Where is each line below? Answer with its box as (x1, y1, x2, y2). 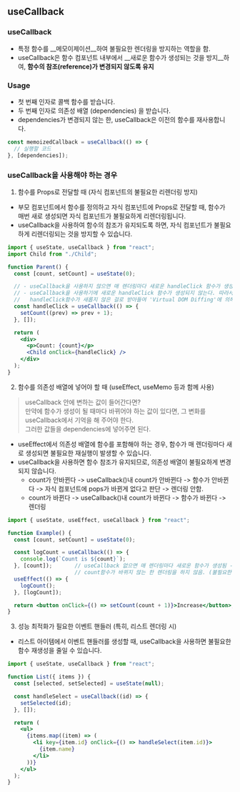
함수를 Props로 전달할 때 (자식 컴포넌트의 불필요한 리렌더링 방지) (17, 187, 198, 196)
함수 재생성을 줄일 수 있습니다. (17, 646, 102, 655)
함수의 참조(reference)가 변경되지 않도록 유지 (27, 62, 154, 71)
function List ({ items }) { (7, 673, 91, 681)
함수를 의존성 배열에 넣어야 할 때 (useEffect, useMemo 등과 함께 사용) (17, 382, 214, 391)
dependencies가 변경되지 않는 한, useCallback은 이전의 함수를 (17, 115, 195, 124)
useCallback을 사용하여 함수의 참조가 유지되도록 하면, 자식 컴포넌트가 (17, 221, 213, 229)
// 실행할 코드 (14, 145, 51, 152)
